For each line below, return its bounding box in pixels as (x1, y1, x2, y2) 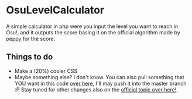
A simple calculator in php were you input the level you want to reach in (6, 23, 179, 30)
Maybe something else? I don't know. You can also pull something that (14, 73, 184, 80)
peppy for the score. (6, 35, 56, 42)
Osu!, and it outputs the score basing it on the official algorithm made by (6, 29, 180, 36)
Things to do (6, 52, 53, 62)
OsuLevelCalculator (6, 3, 105, 17)
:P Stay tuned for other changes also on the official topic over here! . (14, 86, 179, 93)
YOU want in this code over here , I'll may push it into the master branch (14, 80, 187, 87)
